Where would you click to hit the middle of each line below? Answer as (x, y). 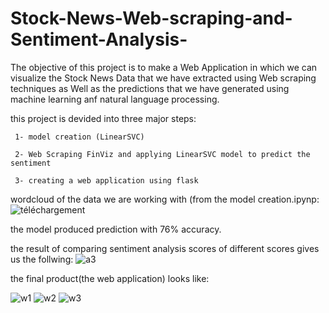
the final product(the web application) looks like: (110, 278)
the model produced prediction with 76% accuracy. (116, 229)
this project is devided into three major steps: (103, 118)
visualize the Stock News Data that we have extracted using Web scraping (163, 78)
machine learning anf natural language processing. (115, 99)
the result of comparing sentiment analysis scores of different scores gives (165, 248)
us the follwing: (42, 259)
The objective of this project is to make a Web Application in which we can (164, 67)
